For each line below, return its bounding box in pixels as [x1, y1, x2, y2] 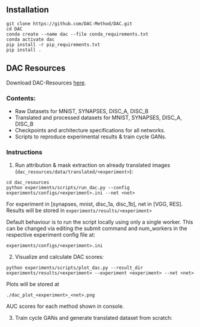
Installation [6, 5, 49, 15]
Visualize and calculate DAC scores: [14, 253, 104, 261]
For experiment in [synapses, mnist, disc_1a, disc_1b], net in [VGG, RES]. [6, 201, 183, 208]
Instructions [6, 148, 43, 156]
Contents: [6, 94, 36, 102]
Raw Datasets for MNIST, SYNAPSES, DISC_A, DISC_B [14, 107, 149, 114]
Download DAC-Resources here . [6, 79, 86, 86]
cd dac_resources [6, 180, 50, 186]
